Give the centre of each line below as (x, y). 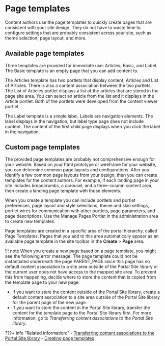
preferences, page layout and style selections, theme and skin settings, (77, 205)
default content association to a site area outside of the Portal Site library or (82, 267)
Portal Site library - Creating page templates (50, 338)
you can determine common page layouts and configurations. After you (77, 170)
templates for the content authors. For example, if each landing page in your (82, 180)
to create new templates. (30, 221)
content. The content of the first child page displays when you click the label (82, 126)
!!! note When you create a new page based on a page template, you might (81, 251)
